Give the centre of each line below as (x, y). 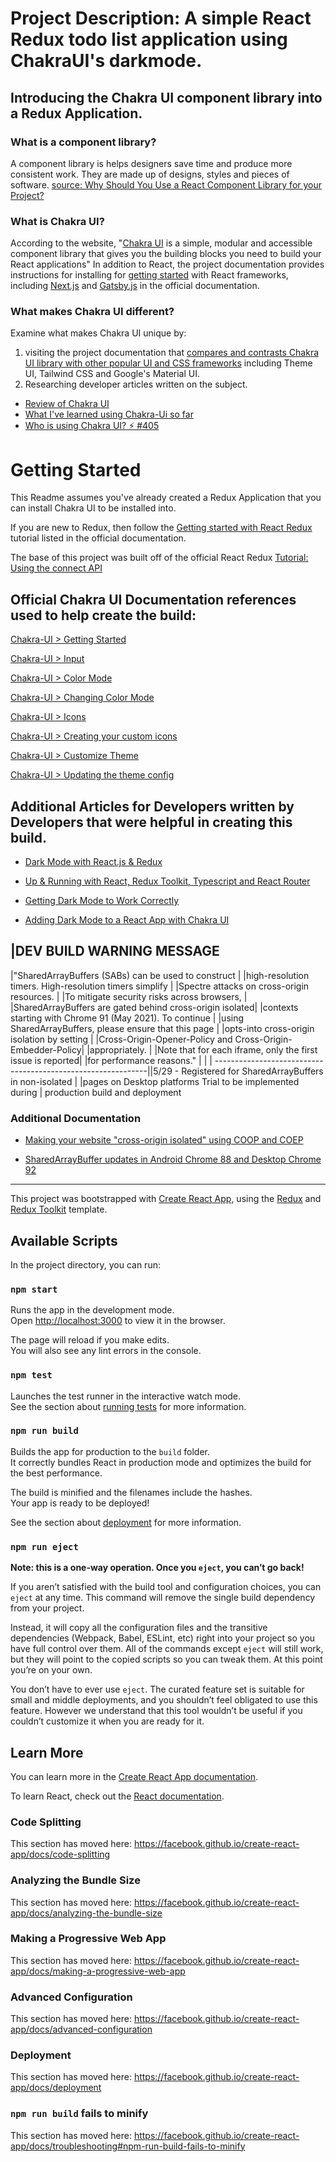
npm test (31, 1375)
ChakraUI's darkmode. (106, 61)
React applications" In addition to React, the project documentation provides (167, 264)
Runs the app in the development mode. (92, 1310)
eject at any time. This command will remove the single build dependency (163, 1598)
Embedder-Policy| (47, 1049)
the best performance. (56, 1473)
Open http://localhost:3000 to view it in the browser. (118, 1321)
